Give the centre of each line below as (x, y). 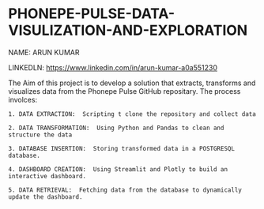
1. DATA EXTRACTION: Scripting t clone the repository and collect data (132, 114)
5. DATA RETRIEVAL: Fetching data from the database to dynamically (125, 190)
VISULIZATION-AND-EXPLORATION (128, 30)
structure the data (40, 135)
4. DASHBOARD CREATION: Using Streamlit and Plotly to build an (118, 169)
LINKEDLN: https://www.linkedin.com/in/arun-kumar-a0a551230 (113, 67)
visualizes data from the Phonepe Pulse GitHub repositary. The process (124, 91)
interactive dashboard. (47, 176)
